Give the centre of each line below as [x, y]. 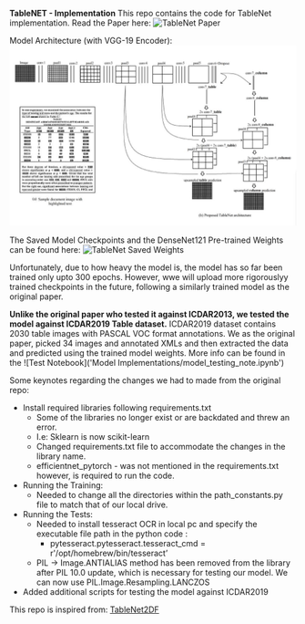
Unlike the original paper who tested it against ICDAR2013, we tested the [149, 314]
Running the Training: [63, 485]
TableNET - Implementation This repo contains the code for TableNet [141, 13]
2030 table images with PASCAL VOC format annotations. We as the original [152, 333]
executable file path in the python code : [112, 534]
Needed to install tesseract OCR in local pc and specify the [147, 524]
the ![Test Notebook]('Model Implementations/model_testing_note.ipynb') [147, 362]
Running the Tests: [58, 514]
